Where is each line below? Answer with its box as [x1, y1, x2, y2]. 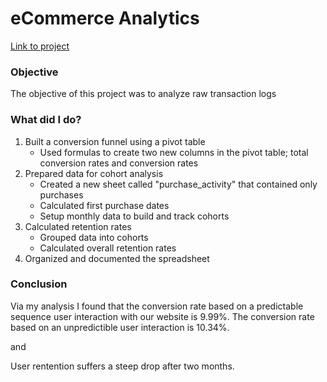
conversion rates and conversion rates [39, 157, 199, 169]
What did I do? [10, 113, 82, 127]
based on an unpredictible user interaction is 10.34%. [10, 321, 230, 333]
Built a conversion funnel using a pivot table [24, 135, 206, 147]
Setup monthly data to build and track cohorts [39, 210, 230, 222]
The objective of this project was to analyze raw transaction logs [10, 88, 277, 100]
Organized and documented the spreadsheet [24, 252, 210, 264]
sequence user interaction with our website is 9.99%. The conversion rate [10, 310, 315, 322]
